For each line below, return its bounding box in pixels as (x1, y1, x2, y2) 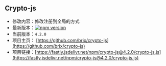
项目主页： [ (12, 37, 38, 43)
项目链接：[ (12, 49, 37, 55)
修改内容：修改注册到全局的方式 (12, 18, 80, 24)
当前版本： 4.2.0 (12, 30, 46, 37)
